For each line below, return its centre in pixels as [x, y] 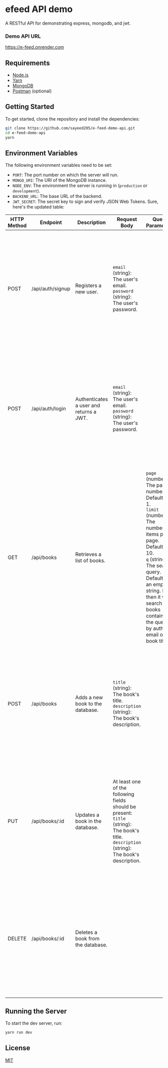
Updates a [87, 815]
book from [87, 939]
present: [122, 813]
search [154, 603]
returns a [86, 412]
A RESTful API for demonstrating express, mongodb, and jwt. [68, 23]
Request [127, 220]
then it [153, 597]
